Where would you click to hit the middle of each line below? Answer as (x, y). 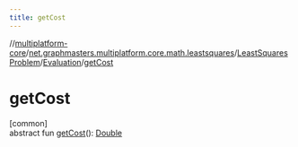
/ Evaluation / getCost (77, 62)
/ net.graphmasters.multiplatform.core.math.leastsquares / (131, 52)
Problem (25, 62)
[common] (28, 123)
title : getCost (38, 17)
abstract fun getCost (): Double (66, 133)
